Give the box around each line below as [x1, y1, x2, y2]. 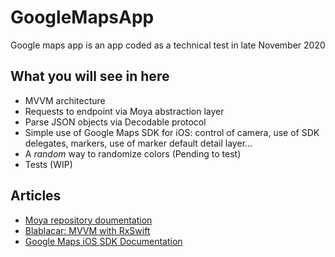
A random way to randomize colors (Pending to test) [24, 147, 242, 160]
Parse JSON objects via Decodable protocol [24, 116, 207, 128]
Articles [10, 187, 62, 205]
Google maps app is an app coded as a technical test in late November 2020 [10, 39, 326, 51]
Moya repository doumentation [24, 214, 153, 226]
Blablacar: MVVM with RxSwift [24, 224, 151, 236]
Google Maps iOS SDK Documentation [24, 235, 183, 247]
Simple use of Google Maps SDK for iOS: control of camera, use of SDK [24, 126, 320, 138]
